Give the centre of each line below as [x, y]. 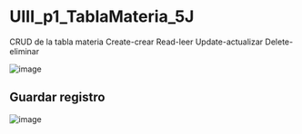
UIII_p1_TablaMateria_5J [102, 17]
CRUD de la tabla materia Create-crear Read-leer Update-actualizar [136, 42]
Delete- [279, 42]
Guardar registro [57, 97]
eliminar [25, 51]
